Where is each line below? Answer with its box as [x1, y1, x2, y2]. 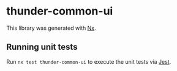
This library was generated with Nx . [6, 24, 96, 32]
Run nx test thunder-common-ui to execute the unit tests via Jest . [6, 58, 171, 65]
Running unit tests [6, 42, 78, 52]
